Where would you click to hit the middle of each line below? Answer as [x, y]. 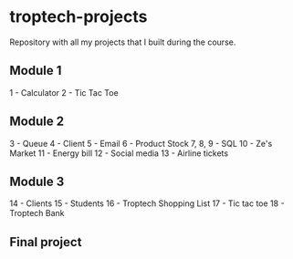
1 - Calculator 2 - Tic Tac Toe [64, 92]
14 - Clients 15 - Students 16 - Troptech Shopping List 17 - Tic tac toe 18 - [147, 203]
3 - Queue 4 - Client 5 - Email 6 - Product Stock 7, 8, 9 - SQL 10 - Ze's [141, 143]
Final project [46, 242]
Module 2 [37, 122]
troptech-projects [78, 17]
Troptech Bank [37, 213]
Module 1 [36, 71]
